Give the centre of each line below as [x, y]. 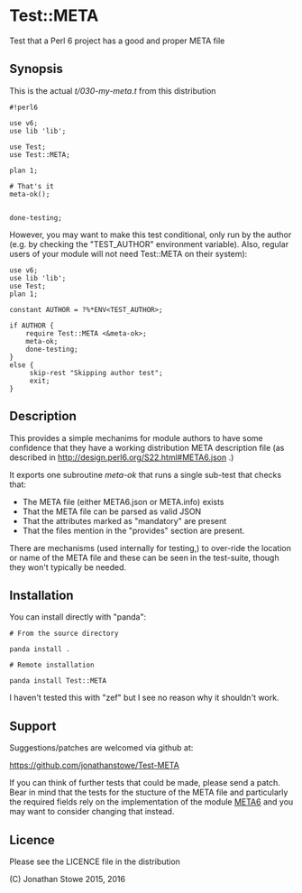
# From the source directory [64, 634]
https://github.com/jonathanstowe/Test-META [95, 765]
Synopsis [36, 69]
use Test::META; [40, 154]
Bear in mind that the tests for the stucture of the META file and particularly [149, 792]
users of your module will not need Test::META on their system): [128, 253]
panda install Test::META [58, 681]
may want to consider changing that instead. [92, 812]
